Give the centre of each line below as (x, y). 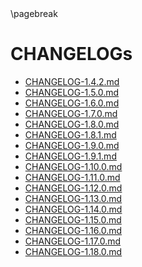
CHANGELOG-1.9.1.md (70, 156)
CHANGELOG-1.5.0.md (72, 92)
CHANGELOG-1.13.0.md (73, 198)
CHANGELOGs (71, 54)
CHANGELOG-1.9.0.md (72, 145)
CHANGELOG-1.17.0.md (73, 241)
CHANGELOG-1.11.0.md (72, 177)
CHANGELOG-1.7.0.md (71, 113)
